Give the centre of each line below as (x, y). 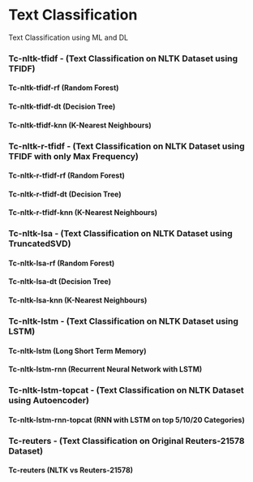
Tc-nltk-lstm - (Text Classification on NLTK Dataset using (124, 321)
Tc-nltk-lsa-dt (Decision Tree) (60, 282)
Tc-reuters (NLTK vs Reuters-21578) (71, 470)
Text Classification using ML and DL (69, 37)
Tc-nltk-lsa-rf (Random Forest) (62, 263)
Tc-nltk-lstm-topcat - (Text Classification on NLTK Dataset (126, 390)
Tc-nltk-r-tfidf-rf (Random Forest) (67, 175)
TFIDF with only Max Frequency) (74, 156)
